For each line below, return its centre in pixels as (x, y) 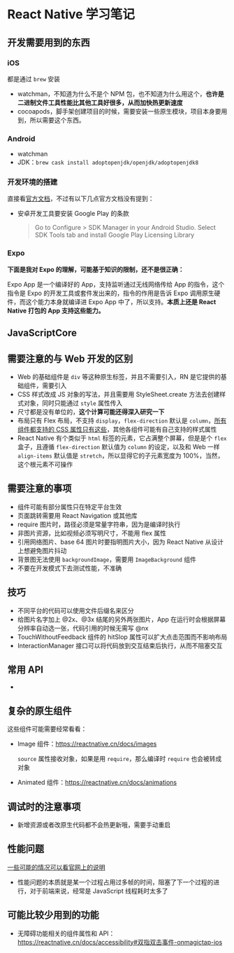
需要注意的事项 (39, 489)
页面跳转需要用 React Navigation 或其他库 (77, 515)
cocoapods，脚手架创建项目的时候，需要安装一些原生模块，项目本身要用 (122, 111)
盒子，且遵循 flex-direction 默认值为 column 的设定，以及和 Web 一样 (118, 446)
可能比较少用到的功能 (53, 915)
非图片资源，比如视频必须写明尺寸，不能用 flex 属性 (92, 533)
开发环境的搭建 (32, 182)
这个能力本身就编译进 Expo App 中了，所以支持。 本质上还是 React (121, 301)
